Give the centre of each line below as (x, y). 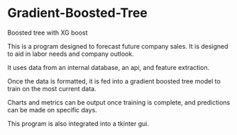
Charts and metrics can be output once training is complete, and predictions (119, 102)
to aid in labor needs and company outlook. (71, 54)
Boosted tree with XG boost (48, 33)
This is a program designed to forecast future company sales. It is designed (118, 46)
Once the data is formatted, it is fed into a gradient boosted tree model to (114, 81)
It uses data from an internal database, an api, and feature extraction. (109, 67)
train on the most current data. (52, 88)
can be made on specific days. (52, 110)
